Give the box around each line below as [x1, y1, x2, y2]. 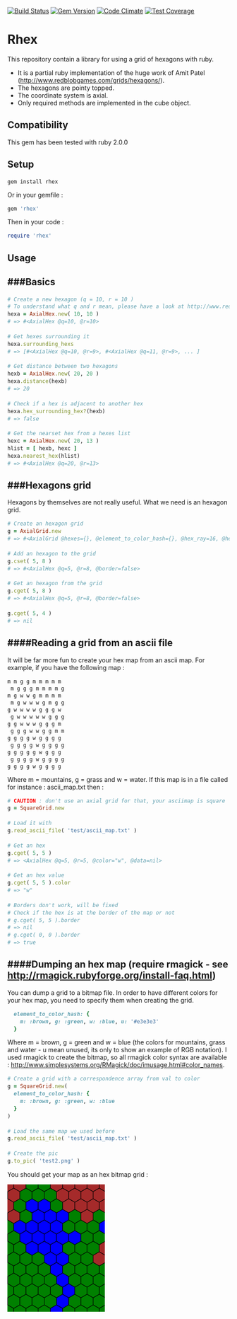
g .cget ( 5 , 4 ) [7, 609, 52, 617]
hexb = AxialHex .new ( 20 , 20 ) [7, 370, 99, 378]
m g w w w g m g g [10, 699, 65, 706]
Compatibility [7, 119, 68, 131]
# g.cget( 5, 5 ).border [7, 916, 80, 923]
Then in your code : [7, 218, 64, 226]
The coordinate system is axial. [17, 91, 109, 99]
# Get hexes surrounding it [7, 333, 90, 340]
